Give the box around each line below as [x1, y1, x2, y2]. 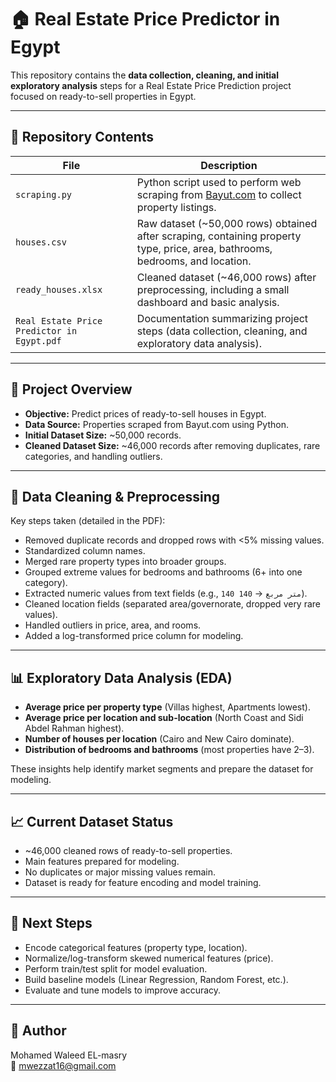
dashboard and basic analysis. [136, 295, 280, 309]
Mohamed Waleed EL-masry [10, 1049, 128, 1061]
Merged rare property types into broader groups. [24, 556, 227, 568]
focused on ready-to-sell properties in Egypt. [10, 90, 197, 102]
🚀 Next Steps [10, 915, 93, 932]
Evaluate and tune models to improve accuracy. [24, 984, 222, 996]
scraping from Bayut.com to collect [136, 187, 302, 201]
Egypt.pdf [15, 335, 62, 346]
